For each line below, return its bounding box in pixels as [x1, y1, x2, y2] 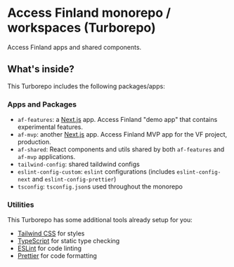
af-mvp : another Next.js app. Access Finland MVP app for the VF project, [17, 130, 228, 139]
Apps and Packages [7, 100, 77, 109]
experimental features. [17, 123, 83, 131]
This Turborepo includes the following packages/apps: [7, 82, 165, 90]
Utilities [7, 200, 34, 210]
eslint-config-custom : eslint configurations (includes [17, 167, 176, 176]
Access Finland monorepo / [7, 5, 171, 21]
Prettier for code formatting [17, 252, 97, 260]
